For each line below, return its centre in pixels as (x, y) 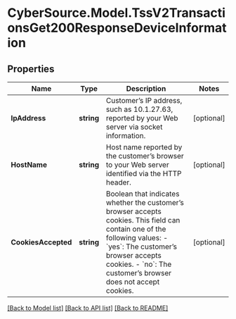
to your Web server (138, 165)
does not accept (133, 282)
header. (119, 182)
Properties (31, 69)
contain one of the (136, 229)
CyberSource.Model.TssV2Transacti (117, 13)
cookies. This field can (143, 220)
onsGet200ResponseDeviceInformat (117, 28)
